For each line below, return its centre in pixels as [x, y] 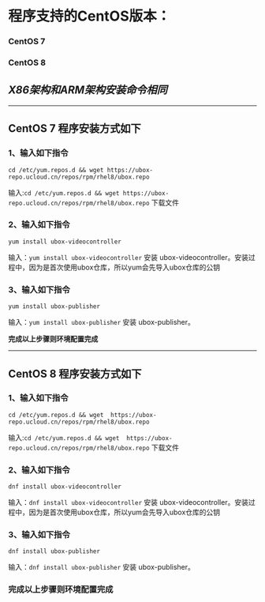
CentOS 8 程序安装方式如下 [75, 373]
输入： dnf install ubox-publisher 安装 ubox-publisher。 [102, 567]
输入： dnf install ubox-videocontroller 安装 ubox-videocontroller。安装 [128, 502]
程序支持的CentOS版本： [90, 16]
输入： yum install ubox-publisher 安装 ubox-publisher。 [102, 322]
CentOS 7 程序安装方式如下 [75, 128]
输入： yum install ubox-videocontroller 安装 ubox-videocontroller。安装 [128, 257]
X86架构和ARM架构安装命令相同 [88, 90]
